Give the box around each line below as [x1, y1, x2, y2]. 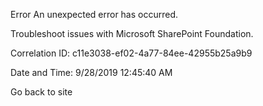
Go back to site [10, 86, 73, 98]
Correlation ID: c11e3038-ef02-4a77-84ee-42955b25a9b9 [10, 47, 253, 59]
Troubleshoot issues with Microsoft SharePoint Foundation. [10, 28, 254, 39]
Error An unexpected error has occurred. [10, 9, 179, 20]
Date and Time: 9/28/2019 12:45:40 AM [10, 67, 173, 78]
